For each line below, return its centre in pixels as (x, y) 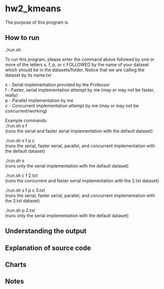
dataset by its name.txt (28, 75)
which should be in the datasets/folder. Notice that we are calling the (75, 70)
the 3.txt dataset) (23, 201)
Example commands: (26, 120)
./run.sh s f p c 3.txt (25, 190)
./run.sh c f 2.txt (21, 175)
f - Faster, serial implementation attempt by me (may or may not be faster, (80, 90)
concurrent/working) (26, 111)
